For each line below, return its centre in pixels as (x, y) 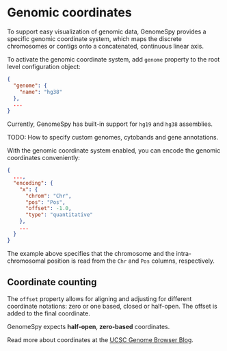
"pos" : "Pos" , (45, 202)
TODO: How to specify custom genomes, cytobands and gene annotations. (113, 138)
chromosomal (26, 261)
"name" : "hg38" (41, 92)
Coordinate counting (52, 282)
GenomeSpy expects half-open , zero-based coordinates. (89, 326)
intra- (184, 253)
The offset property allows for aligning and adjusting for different (99, 298)
